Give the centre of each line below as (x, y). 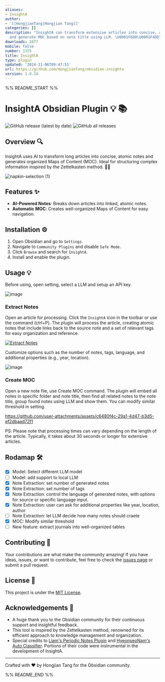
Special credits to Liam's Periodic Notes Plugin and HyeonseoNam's (81, 641)
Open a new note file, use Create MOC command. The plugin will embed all (81, 391)
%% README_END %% (29, 675)
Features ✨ (22, 192)
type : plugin (18, 60)
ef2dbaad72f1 (19, 421)
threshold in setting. (25, 406)
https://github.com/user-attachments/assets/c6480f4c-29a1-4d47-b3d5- (80, 416)
